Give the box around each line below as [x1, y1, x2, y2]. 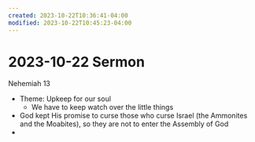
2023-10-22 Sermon [8, 53, 146, 71]
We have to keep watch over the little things [31, 103, 174, 112]
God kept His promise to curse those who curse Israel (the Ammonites [19, 111, 248, 121]
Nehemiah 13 [8, 79, 51, 88]
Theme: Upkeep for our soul [19, 94, 112, 103]
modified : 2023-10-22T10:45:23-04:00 [8, 19, 132, 27]
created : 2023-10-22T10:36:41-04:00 [8, 11, 128, 20]
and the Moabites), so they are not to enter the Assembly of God [19, 119, 229, 129]
